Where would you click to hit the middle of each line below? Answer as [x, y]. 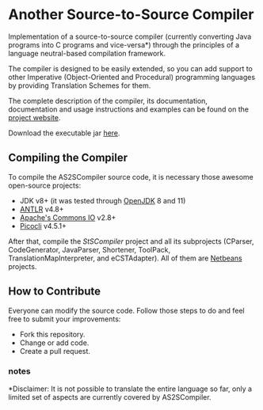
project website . [34, 117]
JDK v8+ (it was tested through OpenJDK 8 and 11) [103, 200]
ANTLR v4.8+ [42, 209]
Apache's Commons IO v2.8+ [68, 217]
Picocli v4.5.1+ [43, 226]
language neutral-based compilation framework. [87, 53]
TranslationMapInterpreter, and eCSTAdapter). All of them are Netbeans [126, 258]
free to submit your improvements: [65, 319]
